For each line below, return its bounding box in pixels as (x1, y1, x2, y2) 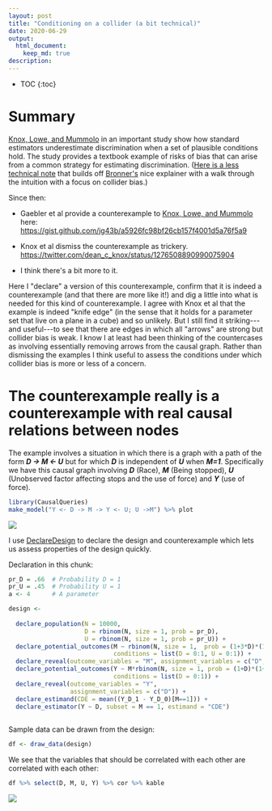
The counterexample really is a (8, 387, 220, 405)
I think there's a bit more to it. (19, 265, 119, 275)
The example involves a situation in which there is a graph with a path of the (8, 448, 262, 458)
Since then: (8, 192, 47, 202)
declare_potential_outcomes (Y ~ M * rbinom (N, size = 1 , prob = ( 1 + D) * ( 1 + (15, 665, 266, 674)
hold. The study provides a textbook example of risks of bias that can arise (8, 151, 258, 161)
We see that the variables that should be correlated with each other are (8, 755, 246, 765)
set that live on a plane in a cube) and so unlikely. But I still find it (8, 315, 224, 325)
